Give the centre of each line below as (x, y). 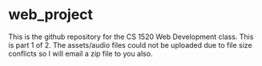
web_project (51, 15)
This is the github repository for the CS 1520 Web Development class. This (131, 37)
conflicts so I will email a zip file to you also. (81, 53)
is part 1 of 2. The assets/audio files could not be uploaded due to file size (130, 45)
